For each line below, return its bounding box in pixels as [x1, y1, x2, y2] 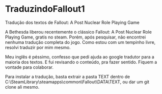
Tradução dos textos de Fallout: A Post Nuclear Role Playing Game [5, 19, 140, 25]
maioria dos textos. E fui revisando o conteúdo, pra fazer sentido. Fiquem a [5, 59, 157, 65]
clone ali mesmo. [5, 84, 40, 90]
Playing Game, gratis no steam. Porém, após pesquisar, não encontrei [5, 34, 146, 40]
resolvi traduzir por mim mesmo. [5, 44, 71, 50]
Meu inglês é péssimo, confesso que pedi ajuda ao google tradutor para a [5, 54, 155, 59]
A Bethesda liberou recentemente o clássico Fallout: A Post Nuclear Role [5, 29, 152, 35]
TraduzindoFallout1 [5, 3, 85, 15]
